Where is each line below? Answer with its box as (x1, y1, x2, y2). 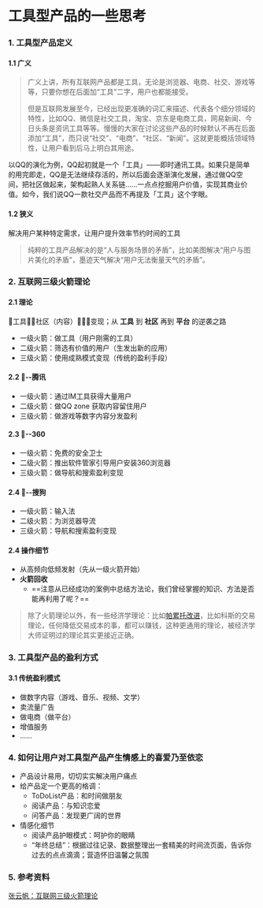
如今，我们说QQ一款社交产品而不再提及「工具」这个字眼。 (21, 190, 213, 199)
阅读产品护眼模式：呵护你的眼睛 (31, 830, 135, 839)
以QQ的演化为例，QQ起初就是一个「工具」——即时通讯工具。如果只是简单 (8, 160, 250, 169)
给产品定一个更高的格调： (19, 781, 103, 791)
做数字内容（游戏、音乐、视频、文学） (19, 692, 144, 701)
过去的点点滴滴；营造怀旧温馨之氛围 (31, 850, 150, 859)
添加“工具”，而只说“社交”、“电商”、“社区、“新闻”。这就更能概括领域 (27, 133, 249, 143)
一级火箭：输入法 (19, 506, 76, 516)
